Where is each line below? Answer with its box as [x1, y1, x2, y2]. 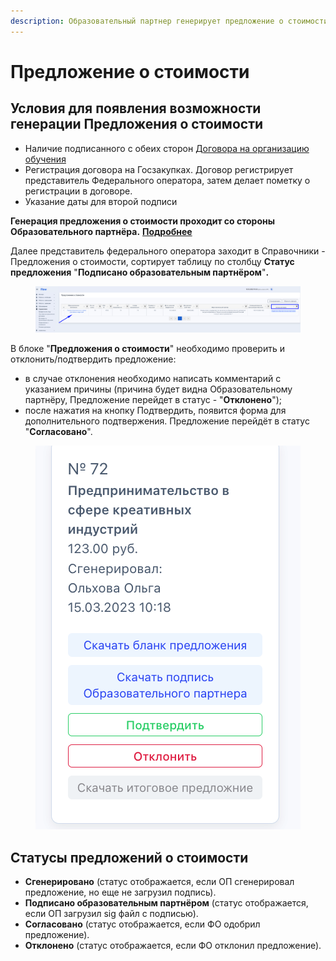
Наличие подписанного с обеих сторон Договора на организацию [24, 142, 310, 154]
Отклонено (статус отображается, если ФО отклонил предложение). [24, 940, 322, 952]
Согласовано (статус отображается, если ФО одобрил [24, 918, 261, 930]
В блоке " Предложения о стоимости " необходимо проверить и [10, 343, 285, 355]
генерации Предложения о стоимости [10, 116, 264, 133]
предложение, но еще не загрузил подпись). [24, 886, 217, 899]
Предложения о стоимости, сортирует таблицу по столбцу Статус [10, 255, 295, 267]
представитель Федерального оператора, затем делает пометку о [24, 174, 311, 186]
